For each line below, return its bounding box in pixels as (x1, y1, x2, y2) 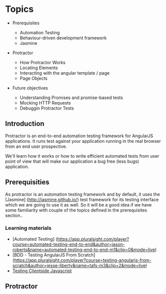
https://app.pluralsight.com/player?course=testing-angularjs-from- (14, 257, 152, 263)
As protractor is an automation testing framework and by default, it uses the (5, 191, 160, 197)
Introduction (5, 119, 45, 128)
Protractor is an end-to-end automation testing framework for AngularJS (5, 133, 154, 139)
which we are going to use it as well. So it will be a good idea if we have (5, 201, 152, 207)
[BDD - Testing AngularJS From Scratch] (12, 252, 95, 258)
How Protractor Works (19, 59, 66, 65)
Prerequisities (5, 178, 50, 187)
